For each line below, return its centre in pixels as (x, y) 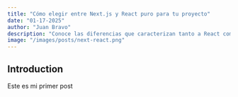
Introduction (35, 69)
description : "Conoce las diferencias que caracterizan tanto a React (114, 34)
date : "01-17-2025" (36, 21)
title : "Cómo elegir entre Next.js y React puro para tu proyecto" (109, 14)
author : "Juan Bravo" (39, 27)
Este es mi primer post (40, 86)
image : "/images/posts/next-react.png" (66, 40)
